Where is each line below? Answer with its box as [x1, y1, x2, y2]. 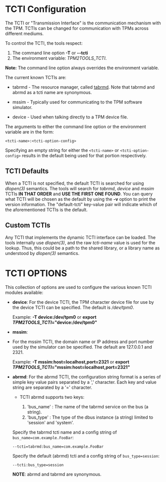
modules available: [5, 289, 44, 295]
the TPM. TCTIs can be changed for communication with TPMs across [5, 25, 149, 31]
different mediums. [5, 30, 44, 36]
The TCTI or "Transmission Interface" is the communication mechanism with [5, 20, 161, 26]
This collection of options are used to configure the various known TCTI [5, 284, 152, 290]
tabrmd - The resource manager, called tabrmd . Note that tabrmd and [12, 84, 155, 90]
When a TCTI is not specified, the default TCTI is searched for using [5, 180, 144, 186]
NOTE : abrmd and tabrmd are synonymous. [12, 471, 102, 477]
